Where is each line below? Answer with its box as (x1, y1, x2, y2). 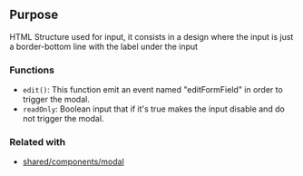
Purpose (9, 7, 59, 23)
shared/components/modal (22, 156, 124, 167)
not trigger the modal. (22, 113, 104, 124)
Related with (9, 136, 66, 149)
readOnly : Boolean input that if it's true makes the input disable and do (22, 103, 286, 114)
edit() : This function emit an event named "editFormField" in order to (22, 84, 283, 95)
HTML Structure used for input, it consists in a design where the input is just (9, 31, 294, 42)
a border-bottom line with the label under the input (9, 41, 198, 52)
